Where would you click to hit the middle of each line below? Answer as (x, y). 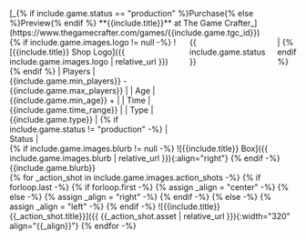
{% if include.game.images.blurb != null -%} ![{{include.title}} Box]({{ (139, 149)
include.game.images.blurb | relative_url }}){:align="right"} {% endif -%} (145, 158)
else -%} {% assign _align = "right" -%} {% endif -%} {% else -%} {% (140, 197)
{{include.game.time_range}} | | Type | (82, 110)
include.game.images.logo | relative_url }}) (89, 61)
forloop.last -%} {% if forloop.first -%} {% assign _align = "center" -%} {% (149, 187)
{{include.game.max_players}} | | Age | (82, 90)
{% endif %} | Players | (52, 71)
